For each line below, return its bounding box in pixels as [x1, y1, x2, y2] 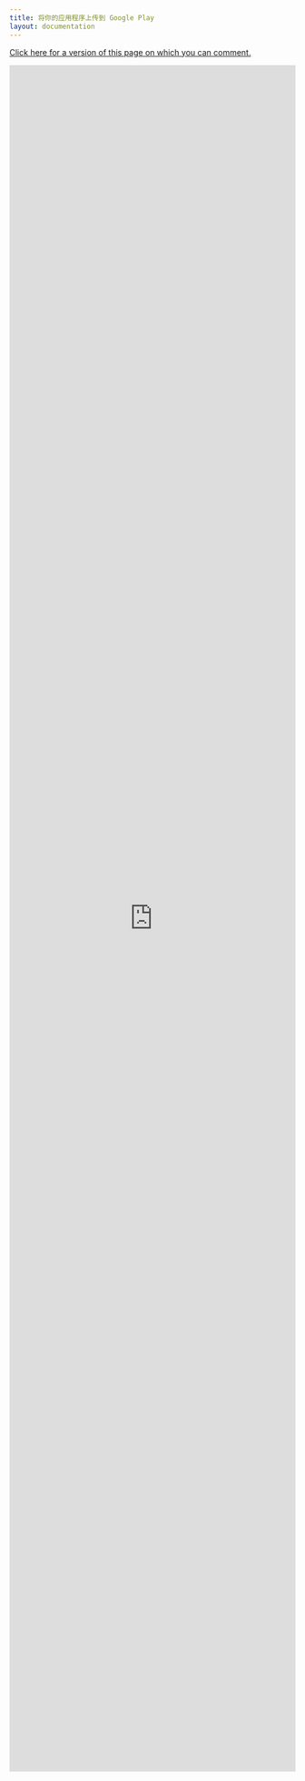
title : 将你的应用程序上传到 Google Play [9, 13, 154, 23]
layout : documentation [9, 22, 95, 31]
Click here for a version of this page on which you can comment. [9, 46, 251, 57]
